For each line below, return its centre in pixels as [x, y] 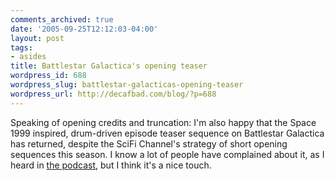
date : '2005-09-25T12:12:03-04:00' [84, 29]
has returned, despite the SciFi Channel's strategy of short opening [149, 143]
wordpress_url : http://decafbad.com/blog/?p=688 [113, 94]
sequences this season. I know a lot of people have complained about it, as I [167, 154]
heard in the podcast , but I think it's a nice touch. [111, 165]
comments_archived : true [62, 19]
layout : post [37, 38]
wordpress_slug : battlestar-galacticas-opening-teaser [127, 85]
